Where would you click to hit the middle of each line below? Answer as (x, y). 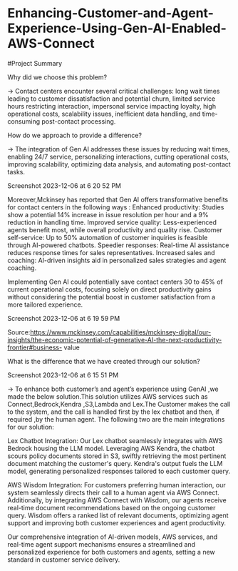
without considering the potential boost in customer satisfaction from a (112, 297)
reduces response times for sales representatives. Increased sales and (111, 252)
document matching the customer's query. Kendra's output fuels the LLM (115, 463)
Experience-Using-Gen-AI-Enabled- (117, 28)
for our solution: (31, 427)
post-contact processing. (79, 121)
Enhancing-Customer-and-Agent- (110, 13)
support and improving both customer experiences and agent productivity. (117, 522)
